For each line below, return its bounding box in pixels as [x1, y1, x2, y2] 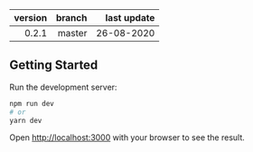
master [57, 27, 88, 39]
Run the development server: [9, 81, 117, 92]
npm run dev [9, 99, 54, 108]
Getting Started [9, 58, 98, 73]
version [14, 12, 48, 24]
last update [105, 12, 155, 24]
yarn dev [9, 116, 42, 125]
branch [55, 12, 88, 24]
